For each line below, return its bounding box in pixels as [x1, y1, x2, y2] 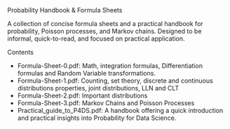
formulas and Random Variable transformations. [17, 69, 156, 77]
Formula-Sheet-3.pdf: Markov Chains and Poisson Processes [17, 99, 195, 107]
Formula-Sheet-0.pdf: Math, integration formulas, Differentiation [17, 62, 203, 69]
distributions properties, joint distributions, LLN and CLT [17, 84, 180, 92]
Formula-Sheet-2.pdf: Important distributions [17, 91, 148, 100]
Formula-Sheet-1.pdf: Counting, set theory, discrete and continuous [17, 76, 214, 85]
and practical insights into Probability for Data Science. [17, 114, 177, 122]
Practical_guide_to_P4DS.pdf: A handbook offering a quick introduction [17, 107, 224, 114]
